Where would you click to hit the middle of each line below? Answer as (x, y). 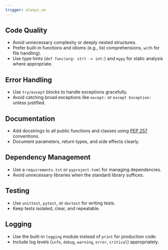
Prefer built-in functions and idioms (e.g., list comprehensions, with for (86, 48)
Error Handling (29, 80)
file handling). (27, 53)
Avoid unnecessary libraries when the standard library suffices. (78, 175)
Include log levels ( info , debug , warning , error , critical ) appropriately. (86, 242)
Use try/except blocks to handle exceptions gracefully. (70, 92)
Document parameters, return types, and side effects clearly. (76, 141)
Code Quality (26, 31)
